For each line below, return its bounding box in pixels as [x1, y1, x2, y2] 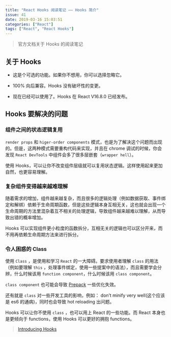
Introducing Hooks [17, 326, 57, 332]
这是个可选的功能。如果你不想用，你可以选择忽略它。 [12, 72, 125, 78]
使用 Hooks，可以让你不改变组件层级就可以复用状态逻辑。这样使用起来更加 [5, 162, 163, 168]
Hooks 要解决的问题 [5, 110, 68, 119]
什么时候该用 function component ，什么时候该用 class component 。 [14, 271, 155, 277]
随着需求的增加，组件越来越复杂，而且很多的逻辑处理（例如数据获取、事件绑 [5, 195, 166, 201]
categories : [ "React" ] [5, 21, 53, 27]
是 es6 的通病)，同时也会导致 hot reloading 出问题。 [5, 299, 115, 305]
